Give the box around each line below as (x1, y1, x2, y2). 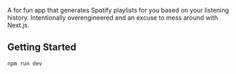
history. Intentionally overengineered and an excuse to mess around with (7, 13, 218, 22)
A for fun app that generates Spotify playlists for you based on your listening (7, 6, 230, 14)
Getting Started (7, 42, 77, 54)
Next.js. (7, 21, 30, 29)
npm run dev (7, 60, 42, 67)
